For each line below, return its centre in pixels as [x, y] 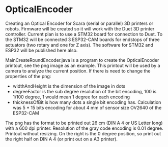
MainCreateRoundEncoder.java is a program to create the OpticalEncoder [82, 60]
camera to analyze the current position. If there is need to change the [78, 71]
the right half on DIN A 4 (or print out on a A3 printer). [62, 139]
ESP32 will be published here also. [41, 50]
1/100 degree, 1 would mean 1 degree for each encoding [71, 97]
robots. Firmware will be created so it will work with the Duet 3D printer [80, 28]
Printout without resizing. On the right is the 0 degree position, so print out [83, 133]
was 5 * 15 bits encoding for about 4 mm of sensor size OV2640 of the [87, 107]
